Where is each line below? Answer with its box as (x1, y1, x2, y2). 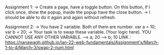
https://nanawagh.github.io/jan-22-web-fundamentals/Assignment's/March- (5, 39, 159, 45)
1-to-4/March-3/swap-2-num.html (5, 45, 74, 50)
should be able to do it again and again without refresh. (5, 15, 116, 20)
